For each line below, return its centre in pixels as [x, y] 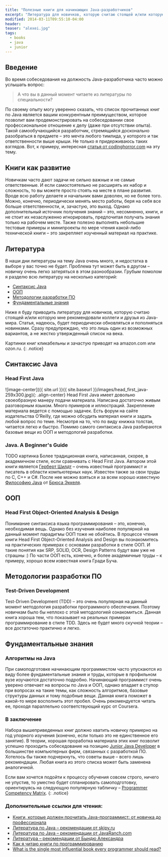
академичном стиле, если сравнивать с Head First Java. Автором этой [81, 461]
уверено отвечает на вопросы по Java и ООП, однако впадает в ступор [82, 685]
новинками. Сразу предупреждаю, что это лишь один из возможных [79, 328]
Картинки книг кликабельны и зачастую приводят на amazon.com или [80, 343]
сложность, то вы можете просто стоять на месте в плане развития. [78, 190]
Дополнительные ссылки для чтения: [54, 806]
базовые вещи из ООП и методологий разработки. [59, 432]
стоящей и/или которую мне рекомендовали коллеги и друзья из [75, 318]
